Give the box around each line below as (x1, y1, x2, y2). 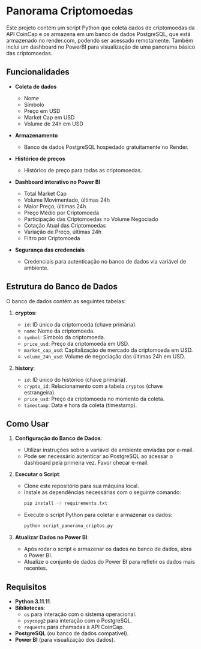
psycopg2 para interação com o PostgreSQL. (23, 617, 133, 624)
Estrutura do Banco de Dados (6, 282, 118, 292)
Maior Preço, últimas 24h (23, 202, 86, 210)
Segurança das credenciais (14, 246, 85, 253)
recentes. (23, 564, 48, 572)
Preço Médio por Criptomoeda (23, 209, 100, 216)
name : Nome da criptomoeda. (23, 327, 95, 334)
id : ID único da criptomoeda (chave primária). (23, 321, 137, 328)
